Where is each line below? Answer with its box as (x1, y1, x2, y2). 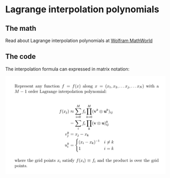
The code (5, 52, 36, 61)
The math (5, 24, 37, 33)
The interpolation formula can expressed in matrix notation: (5, 65, 130, 72)
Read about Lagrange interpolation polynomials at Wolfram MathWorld (5, 37, 153, 43)
